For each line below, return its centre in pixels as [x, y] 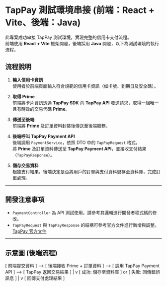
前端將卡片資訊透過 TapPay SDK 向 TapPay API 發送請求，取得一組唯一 [85, 103]
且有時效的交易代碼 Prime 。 [41, 109]
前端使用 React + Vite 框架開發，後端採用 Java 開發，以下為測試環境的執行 [82, 43]
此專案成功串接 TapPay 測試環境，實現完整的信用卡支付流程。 [68, 37]
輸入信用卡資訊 [28, 79]
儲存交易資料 [25, 165]
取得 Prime [23, 96]
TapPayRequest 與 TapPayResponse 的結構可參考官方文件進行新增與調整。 [85, 225]
